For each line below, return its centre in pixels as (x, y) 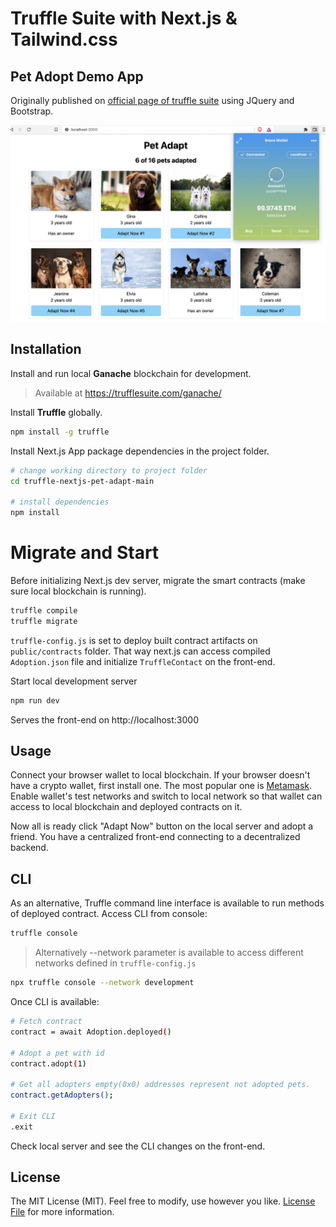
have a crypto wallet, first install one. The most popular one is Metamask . (161, 786)
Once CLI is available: (55, 1002)
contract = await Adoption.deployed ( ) (91, 1032)
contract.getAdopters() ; (62, 1095)
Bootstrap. (32, 111)
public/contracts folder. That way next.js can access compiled (140, 651)
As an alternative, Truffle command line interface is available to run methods (167, 903)
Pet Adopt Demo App (77, 76)
